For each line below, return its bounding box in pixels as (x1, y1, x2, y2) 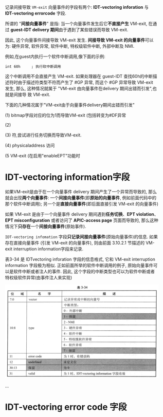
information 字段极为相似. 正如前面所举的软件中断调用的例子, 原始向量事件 (5, 262, 153, 268)
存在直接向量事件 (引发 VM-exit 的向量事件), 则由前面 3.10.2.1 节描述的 (5, 240, 145, 246)
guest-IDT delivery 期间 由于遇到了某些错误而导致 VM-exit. (10, 27, 128, 33)
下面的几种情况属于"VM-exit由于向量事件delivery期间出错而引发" (5, 102, 135, 108)
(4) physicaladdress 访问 (5, 143, 55, 148)
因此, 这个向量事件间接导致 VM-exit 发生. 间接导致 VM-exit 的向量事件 (5, 37, 145, 43)
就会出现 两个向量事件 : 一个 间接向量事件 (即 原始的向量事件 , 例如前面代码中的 (5, 194, 157, 201)
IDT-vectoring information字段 (5, 172, 130, 183)
